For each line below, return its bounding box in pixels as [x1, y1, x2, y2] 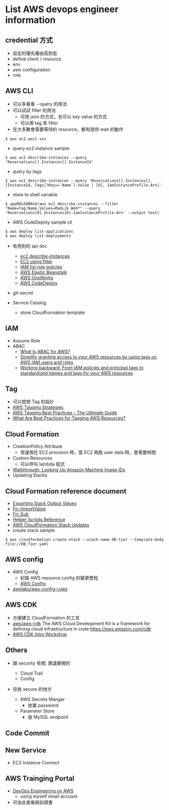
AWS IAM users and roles [20, 359, 73, 365]
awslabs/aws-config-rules [12, 586, 68, 592]
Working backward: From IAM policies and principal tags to [20, 364, 144, 371]
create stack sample [12, 527, 55, 534]
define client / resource [12, 56, 62, 62]
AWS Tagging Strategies [12, 404, 64, 410]
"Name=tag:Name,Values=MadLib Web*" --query [5, 205, 101, 211]
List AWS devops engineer [5, 4, 119, 15]
